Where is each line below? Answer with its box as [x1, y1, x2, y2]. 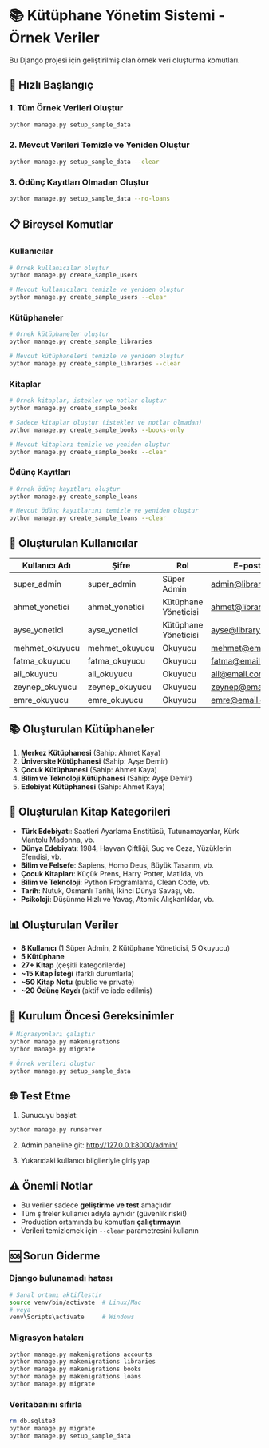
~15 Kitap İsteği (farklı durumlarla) [20, 969, 135, 979]
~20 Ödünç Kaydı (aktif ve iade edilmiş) [20, 986, 152, 995]
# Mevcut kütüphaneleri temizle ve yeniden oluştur [9, 353, 184, 361]
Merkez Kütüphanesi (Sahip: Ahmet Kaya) [20, 748, 161, 757]
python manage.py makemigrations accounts [9, 1350, 152, 1358]
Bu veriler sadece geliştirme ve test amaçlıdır [20, 1200, 172, 1210]
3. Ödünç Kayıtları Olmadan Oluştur [9, 177, 150, 188]
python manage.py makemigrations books [9, 1365, 142, 1374]
